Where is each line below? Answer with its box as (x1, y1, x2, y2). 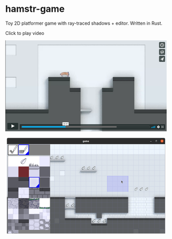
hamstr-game (5, 3, 65, 15)
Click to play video (5, 30, 45, 36)
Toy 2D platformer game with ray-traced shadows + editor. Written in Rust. (5, 20, 163, 26)
